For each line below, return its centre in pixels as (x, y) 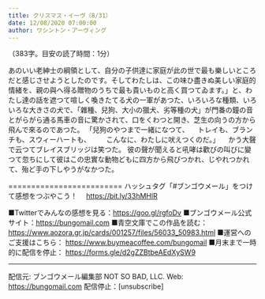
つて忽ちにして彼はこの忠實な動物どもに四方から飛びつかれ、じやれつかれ (129, 160)
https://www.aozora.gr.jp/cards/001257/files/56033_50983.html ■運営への (130, 233)
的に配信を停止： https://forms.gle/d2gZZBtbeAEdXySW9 (102, 252)
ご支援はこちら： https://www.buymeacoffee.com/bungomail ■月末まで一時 (132, 243)
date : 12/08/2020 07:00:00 (52, 23)
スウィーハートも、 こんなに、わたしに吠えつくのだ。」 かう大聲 (142, 140)
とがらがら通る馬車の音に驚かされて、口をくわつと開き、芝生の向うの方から (132, 120)
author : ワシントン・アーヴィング (58, 30)
